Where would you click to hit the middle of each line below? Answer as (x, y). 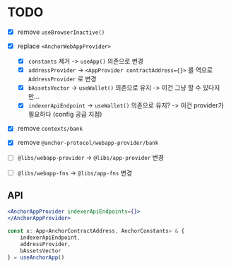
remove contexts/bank (50, 129)
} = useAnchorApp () (36, 257)
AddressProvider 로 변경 (62, 79)
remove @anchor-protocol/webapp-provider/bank (88, 143)
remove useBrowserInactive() (61, 32)
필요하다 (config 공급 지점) (65, 115)
